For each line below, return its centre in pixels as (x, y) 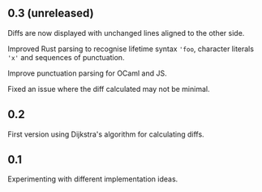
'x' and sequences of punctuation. (66, 57)
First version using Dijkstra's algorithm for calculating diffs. (106, 134)
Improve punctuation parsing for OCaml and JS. (87, 73)
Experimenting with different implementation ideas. (93, 179)
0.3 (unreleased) (51, 13)
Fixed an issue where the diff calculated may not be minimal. (109, 89)
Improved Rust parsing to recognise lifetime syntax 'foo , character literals (131, 49)
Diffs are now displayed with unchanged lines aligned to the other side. (126, 33)
